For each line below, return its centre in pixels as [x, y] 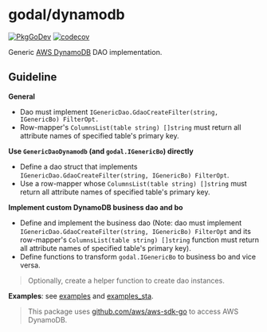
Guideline [33, 77]
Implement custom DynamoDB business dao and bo [96, 207]
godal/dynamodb [67, 15]
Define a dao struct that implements [79, 166]
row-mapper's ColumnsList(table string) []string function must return [139, 240]
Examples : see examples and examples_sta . [81, 295]
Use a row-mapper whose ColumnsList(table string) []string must [133, 183]
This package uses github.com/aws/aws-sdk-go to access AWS [133, 311]
